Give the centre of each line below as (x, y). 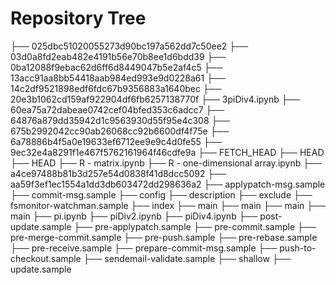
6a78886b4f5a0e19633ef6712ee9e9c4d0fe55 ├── (116, 141)
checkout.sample (46, 258)
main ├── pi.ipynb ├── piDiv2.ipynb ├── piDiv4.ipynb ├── (134, 216)
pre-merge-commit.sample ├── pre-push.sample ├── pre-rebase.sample (164, 237)
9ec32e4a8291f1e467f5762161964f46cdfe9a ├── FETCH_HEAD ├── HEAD (167, 152)
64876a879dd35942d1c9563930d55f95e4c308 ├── (120, 120)
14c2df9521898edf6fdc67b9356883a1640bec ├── (116, 88)
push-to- (298, 248)
